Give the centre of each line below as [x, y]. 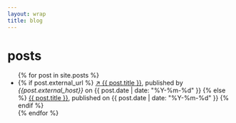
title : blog [25, 21]
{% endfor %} [38, 113]
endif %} [31, 106]
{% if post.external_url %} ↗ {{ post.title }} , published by [100, 83]
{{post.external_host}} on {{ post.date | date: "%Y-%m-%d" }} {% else [122, 90]
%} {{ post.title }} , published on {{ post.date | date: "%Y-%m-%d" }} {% [123, 98]
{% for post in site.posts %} [58, 75]
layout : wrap [27, 14]
